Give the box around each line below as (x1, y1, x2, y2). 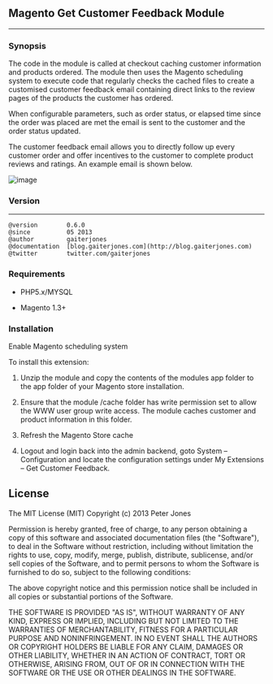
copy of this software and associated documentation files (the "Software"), (8, 532, 260, 543)
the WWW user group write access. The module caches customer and (19, 406, 257, 415)
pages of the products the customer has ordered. (8, 93, 174, 103)
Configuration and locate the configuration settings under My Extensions (19, 455, 264, 464)
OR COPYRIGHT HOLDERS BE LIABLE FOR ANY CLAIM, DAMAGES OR (8, 642, 244, 652)
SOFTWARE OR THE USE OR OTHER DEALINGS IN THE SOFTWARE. (8, 668, 236, 678)
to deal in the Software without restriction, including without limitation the (8, 541, 253, 551)
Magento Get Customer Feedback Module (8, 6, 225, 20)
